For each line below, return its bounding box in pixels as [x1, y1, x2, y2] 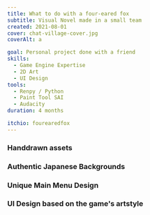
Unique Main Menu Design [7, 180, 99, 190]
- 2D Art [13, 68, 39, 75]
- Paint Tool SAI [13, 94, 64, 101]
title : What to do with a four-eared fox [7, 10, 130, 17]
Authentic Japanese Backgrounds [7, 161, 126, 171]
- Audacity [13, 101, 45, 108]
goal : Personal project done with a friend [7, 49, 136, 56]
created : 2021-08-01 [7, 23, 68, 30]
